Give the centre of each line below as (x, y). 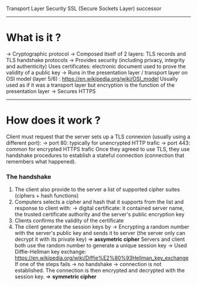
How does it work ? (53, 120)
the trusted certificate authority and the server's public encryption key (99, 215)
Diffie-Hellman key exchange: (50, 252)
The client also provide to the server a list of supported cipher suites (97, 189)
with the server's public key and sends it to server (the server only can (100, 233)
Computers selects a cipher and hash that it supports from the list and (99, 202)
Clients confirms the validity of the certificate (69, 221)
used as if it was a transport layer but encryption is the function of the (90, 85)
